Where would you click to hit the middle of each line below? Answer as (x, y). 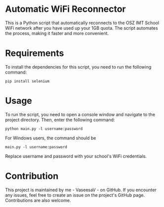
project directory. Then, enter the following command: (60, 120)
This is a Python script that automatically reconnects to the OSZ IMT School (82, 23)
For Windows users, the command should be (51, 138)
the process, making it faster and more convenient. (57, 33)
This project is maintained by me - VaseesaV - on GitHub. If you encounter (81, 190)
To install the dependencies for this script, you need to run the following (78, 67)
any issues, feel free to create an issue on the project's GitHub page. (75, 195)
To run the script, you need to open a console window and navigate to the (80, 114)
